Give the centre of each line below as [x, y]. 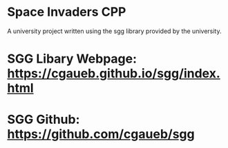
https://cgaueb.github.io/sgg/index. [114, 74]
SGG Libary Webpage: [72, 59]
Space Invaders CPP [67, 12]
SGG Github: [44, 119]
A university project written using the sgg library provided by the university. [115, 31]
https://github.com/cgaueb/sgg [101, 134]
